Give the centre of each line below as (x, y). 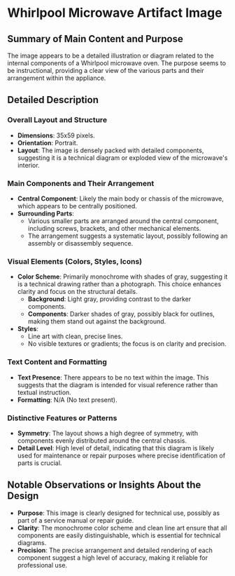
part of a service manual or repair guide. (76, 520)
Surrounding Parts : (46, 213)
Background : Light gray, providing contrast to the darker (109, 299)
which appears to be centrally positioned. (77, 206)
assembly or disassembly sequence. (80, 243)
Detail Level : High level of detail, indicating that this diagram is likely (116, 448)
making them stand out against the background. (97, 321)
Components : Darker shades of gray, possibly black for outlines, (121, 314)
